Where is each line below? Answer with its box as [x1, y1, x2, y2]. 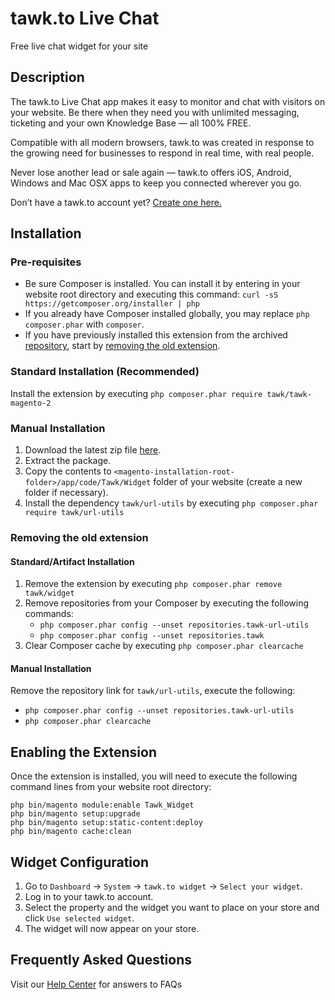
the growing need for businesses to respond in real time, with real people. [10, 147, 315, 159]
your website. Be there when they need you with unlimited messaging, [10, 106, 300, 118]
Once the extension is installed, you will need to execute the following [10, 770, 298, 782]
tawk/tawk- [266, 389, 312, 399]
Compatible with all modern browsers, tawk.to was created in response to [10, 136, 315, 148]
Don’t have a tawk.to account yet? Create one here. [10, 196, 222, 208]
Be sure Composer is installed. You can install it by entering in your [24, 278, 301, 290]
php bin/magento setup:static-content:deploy [10, 818, 203, 828]
